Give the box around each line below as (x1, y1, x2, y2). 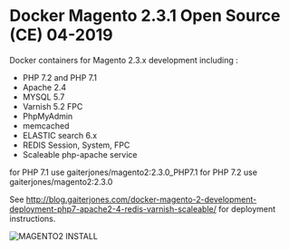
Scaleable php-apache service (22, 149, 138, 159)
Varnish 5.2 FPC (22, 101, 83, 111)
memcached (22, 120, 70, 131)
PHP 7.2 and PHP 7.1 (22, 72, 98, 82)
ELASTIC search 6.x (22, 130, 98, 140)
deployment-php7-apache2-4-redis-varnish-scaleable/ (9, 203, 217, 214)
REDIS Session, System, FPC (22, 139, 130, 150)
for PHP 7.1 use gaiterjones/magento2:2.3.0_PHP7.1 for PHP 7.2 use (9, 167, 258, 178)
